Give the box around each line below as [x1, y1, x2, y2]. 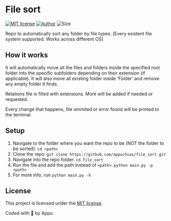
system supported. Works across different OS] [5, 36, 103, 42]
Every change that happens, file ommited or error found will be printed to [5, 106, 160, 112]
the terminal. [5, 111, 32, 117]
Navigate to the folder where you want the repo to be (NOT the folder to [12, 140, 164, 146]
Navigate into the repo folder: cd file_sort [12, 156, 104, 163]
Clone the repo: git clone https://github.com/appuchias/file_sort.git [12, 151, 166, 157]
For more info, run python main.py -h [12, 172, 91, 178]
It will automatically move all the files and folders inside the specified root [5, 64, 160, 70]
